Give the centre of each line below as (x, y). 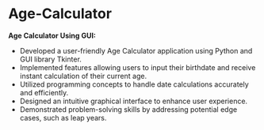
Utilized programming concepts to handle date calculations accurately (134, 84)
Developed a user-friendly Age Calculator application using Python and (136, 50)
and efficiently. (44, 92)
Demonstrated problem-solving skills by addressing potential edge (128, 109)
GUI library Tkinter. (50, 59)
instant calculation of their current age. (83, 76)
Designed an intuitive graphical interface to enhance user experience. (134, 101)
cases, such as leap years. (63, 117)
